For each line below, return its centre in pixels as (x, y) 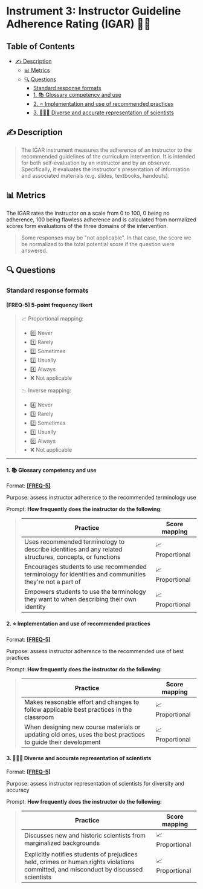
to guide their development (62, 742)
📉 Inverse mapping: (46, 391)
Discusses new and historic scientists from (85, 836)
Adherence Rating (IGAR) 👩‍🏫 (79, 24)
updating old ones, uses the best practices (84, 734)
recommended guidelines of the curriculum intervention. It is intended (108, 156)
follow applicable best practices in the (78, 709)
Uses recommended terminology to (74, 542)
